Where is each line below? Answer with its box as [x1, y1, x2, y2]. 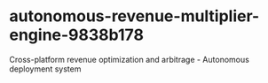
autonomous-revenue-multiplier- [9, 6, 260, 26]
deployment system [9, 64, 82, 74]
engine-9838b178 [9, 25, 145, 45]
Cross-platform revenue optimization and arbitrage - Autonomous [9, 54, 250, 64]
